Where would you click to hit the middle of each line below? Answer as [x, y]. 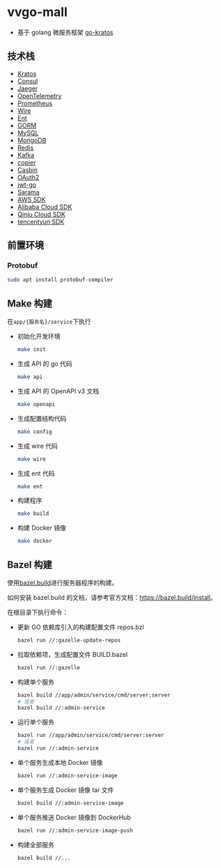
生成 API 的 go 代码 [45, 364]
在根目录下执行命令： [38, 612]
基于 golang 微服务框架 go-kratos [65, 32]
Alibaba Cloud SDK [45, 207]
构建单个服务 [36, 682]
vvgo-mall [38, 12]
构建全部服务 [36, 844]
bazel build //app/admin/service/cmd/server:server [94, 695]
